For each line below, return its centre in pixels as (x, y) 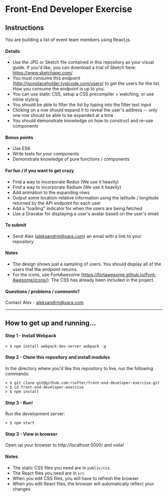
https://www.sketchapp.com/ (42, 73)
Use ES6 (21, 148)
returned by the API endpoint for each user (56, 203)
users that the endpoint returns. (45, 269)
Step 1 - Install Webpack (31, 335)
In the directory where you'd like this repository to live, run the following (79, 368)
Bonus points (19, 137)
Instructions (24, 28)
